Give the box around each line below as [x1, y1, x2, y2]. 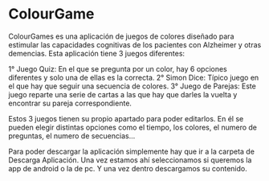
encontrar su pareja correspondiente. [8, 98, 132, 108]
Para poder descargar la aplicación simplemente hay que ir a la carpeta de [8, 146, 255, 156]
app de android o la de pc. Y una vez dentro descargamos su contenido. [8, 163, 247, 173]
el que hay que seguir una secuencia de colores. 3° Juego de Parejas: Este [8, 81, 257, 91]
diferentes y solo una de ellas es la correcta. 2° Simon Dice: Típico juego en [8, 72, 259, 82]
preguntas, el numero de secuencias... [8, 130, 136, 141]
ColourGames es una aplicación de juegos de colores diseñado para [8, 31, 234, 41]
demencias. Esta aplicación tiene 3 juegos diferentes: [8, 48, 185, 58]
